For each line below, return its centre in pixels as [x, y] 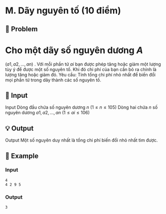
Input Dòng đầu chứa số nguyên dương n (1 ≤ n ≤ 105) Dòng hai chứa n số [82, 107]
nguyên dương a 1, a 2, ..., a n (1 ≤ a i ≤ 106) [47, 113]
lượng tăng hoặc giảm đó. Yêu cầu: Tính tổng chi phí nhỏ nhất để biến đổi [81, 74]
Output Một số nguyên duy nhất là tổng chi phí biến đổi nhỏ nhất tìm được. [82, 140]
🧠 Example [22, 156]
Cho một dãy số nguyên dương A [74, 50]
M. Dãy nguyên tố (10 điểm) [63, 11]
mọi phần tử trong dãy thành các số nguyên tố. [53, 80]
